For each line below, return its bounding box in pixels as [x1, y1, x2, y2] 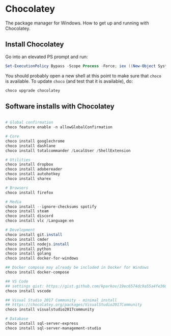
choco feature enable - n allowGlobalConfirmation [5, 125, 113, 130]
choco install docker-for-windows [5, 256, 79, 261]
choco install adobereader [5, 166, 63, 172]
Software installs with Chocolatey [5, 102, 115, 110]
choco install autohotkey [5, 172, 60, 177]
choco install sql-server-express [5, 321, 79, 326]
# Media [5, 199, 22, 204]
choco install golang [5, 251, 51, 256]
